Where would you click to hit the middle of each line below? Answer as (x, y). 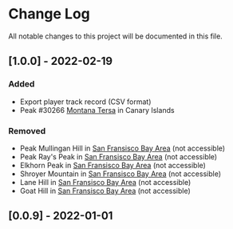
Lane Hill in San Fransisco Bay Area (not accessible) (105, 182)
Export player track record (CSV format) (85, 102)
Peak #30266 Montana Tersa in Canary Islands (97, 110)
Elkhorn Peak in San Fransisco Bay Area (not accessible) (113, 165)
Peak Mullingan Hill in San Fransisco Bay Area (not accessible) (122, 148)
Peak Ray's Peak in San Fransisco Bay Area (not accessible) (118, 156)
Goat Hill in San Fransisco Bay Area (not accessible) (105, 191)
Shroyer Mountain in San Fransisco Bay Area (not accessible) (120, 174)
